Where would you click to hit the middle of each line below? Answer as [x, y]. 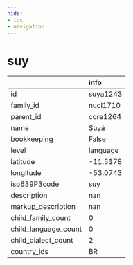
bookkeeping [32, 139]
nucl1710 [105, 106]
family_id [25, 106]
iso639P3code [35, 184]
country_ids [29, 252]
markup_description [43, 207]
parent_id [26, 117]
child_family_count [41, 218]
